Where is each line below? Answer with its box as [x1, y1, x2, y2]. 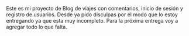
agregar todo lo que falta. [6, 23, 67, 30]
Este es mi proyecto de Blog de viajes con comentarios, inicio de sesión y [6, 5, 183, 12]
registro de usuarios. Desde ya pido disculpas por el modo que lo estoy [6, 11, 178, 18]
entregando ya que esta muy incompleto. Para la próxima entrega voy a [6, 17, 178, 24]
